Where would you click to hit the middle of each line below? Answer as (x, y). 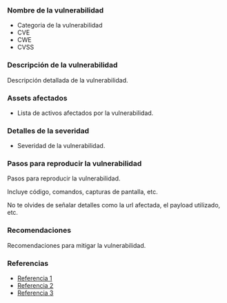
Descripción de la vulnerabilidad (62, 65)
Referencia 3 (35, 293)
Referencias (28, 263)
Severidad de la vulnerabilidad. (61, 146)
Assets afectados (37, 98)
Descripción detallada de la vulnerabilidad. (68, 80)
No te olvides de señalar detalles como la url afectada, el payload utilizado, (114, 205)
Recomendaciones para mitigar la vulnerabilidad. (77, 245)
